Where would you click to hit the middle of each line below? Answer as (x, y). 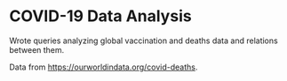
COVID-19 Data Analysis (101, 16)
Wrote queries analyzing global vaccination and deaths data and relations (143, 40)
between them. (37, 49)
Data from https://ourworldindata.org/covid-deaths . (104, 67)
